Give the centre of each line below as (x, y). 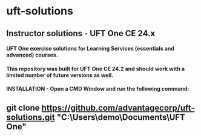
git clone (23, 107)
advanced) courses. (32, 55)
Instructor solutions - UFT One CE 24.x (81, 33)
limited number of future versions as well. (60, 75)
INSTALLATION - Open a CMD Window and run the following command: (98, 89)
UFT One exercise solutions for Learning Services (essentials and (90, 49)
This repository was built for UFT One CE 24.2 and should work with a (96, 69)
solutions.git (31, 117)
